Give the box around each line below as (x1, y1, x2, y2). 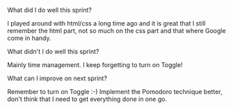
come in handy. (7, 34, 51, 42)
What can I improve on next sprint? (7, 74, 108, 82)
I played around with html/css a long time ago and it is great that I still (7, 19, 206, 27)
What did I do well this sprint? (7, 6, 92, 14)
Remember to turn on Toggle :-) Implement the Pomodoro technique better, (7, 88, 223, 95)
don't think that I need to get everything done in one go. (7, 95, 168, 103)
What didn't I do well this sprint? (7, 48, 99, 55)
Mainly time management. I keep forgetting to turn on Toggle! (7, 61, 183, 68)
